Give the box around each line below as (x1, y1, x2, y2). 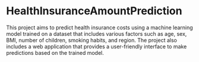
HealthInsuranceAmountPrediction (6, 4, 182, 18)
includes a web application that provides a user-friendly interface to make (6, 43, 187, 50)
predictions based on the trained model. (6, 49, 104, 56)
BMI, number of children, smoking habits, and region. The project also (6, 36, 177, 44)
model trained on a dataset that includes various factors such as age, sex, (6, 30, 187, 37)
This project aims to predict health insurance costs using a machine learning (6, 24, 193, 31)
